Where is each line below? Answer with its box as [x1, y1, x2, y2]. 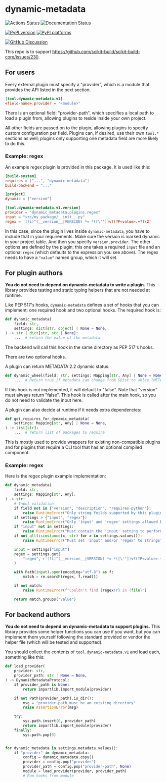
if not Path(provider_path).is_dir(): [14, 696, 94, 701]
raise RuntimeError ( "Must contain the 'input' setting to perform [23, 529, 163, 534]
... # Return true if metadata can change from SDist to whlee [14, 377, 149, 382]
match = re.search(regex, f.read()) [23, 574, 98, 579]
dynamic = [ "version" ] [5, 197, 52, 202]
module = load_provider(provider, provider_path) [23, 769, 127, 774]
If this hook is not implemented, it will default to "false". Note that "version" [5, 386, 158, 392]
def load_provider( [5, 664, 45, 669]
